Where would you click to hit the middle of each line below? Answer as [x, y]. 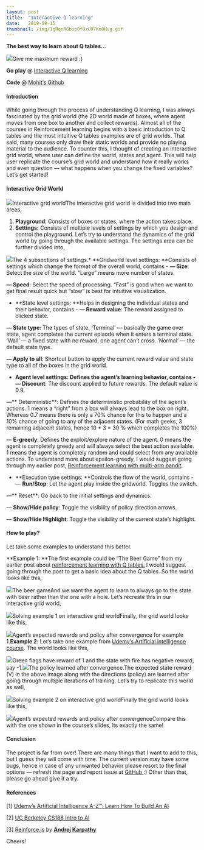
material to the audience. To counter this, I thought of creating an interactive [102, 149]
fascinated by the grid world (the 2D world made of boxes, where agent [96, 116]
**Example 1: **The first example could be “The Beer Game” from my [94, 558]
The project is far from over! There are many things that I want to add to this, [102, 753]
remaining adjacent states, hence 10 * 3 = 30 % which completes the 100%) [102, 428]
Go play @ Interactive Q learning [47, 71]
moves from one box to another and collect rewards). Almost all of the [94, 123]
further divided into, [40, 247]
